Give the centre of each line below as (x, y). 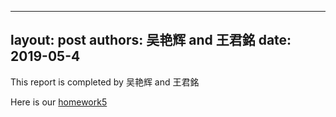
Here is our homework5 (59, 102)
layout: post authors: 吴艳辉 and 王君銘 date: (151, 40)
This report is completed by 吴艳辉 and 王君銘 (105, 82)
